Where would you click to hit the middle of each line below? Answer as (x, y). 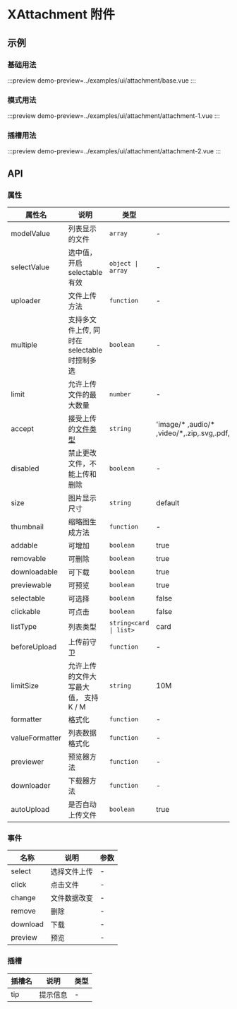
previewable (31, 585)
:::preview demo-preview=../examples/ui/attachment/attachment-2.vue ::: (114, 151)
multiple (24, 345)
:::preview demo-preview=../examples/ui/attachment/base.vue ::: (102, 80)
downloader (31, 786)
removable (29, 559)
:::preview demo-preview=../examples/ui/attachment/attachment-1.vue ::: (114, 116)
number (120, 394)
